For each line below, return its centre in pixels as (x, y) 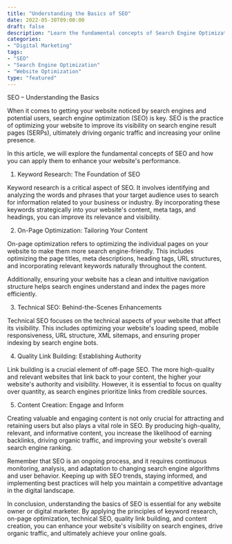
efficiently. (22, 294)
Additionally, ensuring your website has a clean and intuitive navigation (108, 279)
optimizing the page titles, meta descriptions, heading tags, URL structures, (115, 259)
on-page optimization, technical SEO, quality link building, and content (107, 518)
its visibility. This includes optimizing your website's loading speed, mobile (113, 328)
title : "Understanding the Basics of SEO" (69, 13)
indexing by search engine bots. (53, 343)
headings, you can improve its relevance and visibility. (84, 217)
